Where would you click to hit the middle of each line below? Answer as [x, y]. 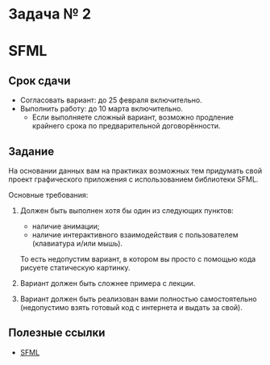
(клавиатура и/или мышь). [77, 243]
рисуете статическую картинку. [75, 268]
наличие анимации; [66, 226]
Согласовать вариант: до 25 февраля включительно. [111, 100]
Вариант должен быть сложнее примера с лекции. [108, 283]
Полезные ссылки [57, 333]
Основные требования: [48, 195]
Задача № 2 [50, 14]
